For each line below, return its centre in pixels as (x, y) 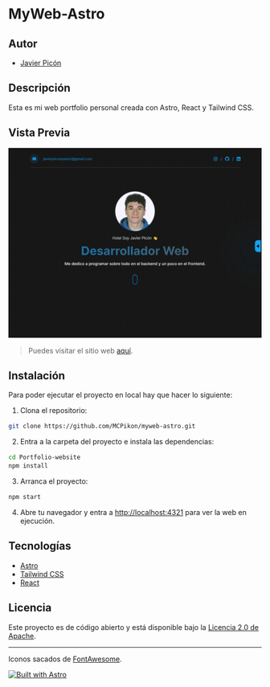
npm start (25, 497)
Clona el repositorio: (53, 411)
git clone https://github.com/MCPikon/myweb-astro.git (102, 427)
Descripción (39, 88)
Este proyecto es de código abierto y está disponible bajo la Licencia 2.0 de (134, 627)
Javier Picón (41, 63)
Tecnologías (40, 546)
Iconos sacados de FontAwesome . (65, 659)
